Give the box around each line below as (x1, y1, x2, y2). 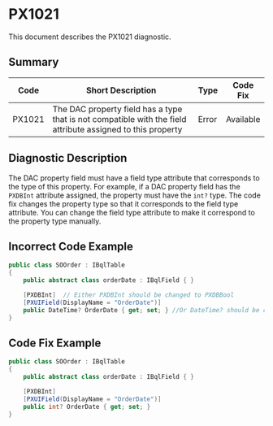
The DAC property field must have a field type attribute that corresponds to (8, 172, 260, 183)
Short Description (86, 85, 157, 96)
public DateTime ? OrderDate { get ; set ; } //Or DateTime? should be (23, 306, 260, 314)
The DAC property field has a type (52, 103, 183, 115)
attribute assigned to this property (52, 124, 183, 135)
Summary (8, 55, 59, 69)
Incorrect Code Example (8, 239, 134, 253)
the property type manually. (8, 216, 102, 226)
